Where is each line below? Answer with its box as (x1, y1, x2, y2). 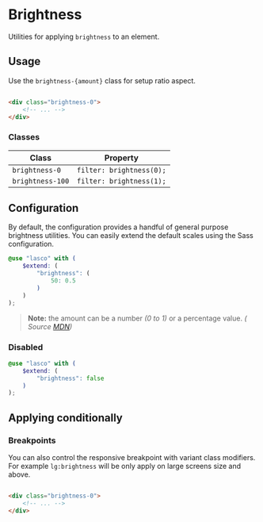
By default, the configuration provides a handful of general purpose (8, 222, 229, 232)
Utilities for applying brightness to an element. (8, 32, 160, 41)
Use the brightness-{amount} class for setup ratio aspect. (8, 75, 196, 85)
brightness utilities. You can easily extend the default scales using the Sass (8, 231, 253, 240)
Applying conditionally (8, 411, 123, 424)
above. (8, 470, 31, 479)
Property (104, 152, 139, 163)
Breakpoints (8, 435, 56, 446)
